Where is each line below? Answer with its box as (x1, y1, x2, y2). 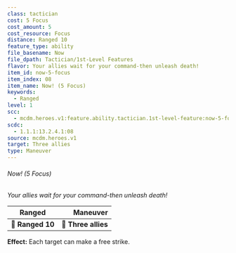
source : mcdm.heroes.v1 (7, 134, 77, 141)
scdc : (7, 121, 23, 129)
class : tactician (7, 10, 58, 18)
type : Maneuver (7, 148, 52, 155)
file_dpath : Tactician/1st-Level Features (7, 56, 133, 63)
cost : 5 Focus (7, 17, 49, 24)
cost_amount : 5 (7, 23, 52, 30)
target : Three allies (7, 141, 71, 148)
